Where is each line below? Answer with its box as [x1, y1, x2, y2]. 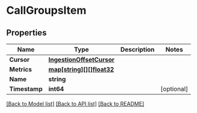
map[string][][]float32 [48, 66, 114, 73]
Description [120, 46, 155, 53]
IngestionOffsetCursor [48, 55, 115, 64]
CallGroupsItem [6, 4, 87, 17]
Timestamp [9, 85, 43, 93]
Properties [6, 28, 47, 38]
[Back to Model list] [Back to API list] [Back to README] [6, 100, 145, 107]
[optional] [160, 85, 189, 93]
